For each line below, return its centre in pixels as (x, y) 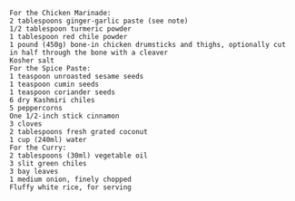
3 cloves (26, 124)
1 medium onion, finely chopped (70, 179)
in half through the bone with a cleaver (89, 53)
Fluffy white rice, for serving (70, 187)
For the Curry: (38, 148)
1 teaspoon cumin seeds (54, 84)
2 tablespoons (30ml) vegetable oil (79, 156)
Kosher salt (32, 61)
